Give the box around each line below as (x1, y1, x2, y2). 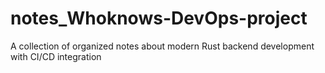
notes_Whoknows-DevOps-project (10, 7, 308, 30)
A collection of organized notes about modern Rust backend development (10, 40, 315, 52)
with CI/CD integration (10, 50, 102, 62)
